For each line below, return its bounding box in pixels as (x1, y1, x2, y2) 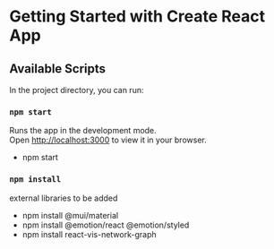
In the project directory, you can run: (9, 85, 144, 95)
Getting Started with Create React (9, 6, 266, 27)
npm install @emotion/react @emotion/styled (21, 219, 190, 230)
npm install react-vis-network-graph (21, 228, 157, 239)
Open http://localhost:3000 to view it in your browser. (9, 134, 208, 145)
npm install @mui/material (21, 210, 119, 220)
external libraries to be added (9, 193, 118, 203)
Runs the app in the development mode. (9, 125, 157, 136)
